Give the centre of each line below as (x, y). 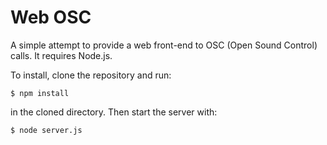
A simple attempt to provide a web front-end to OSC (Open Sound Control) (164, 45)
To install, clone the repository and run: (91, 75)
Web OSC (51, 17)
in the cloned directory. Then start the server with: (114, 112)
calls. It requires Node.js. (61, 55)
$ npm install (40, 93)
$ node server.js (46, 130)
